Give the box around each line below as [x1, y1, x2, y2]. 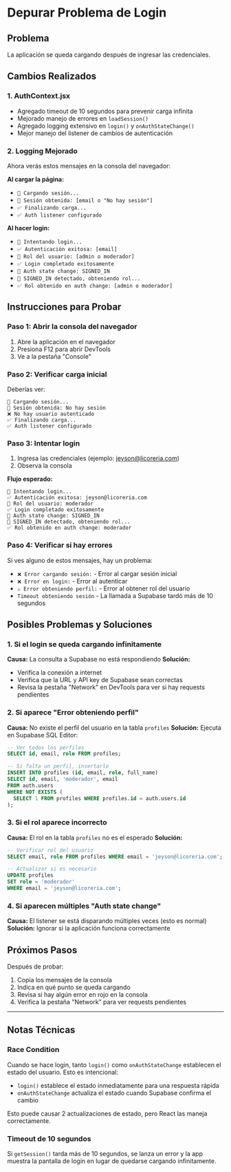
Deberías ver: [7, 385, 46, 393]
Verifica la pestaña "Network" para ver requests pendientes [16, 998, 187, 1006]
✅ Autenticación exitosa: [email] [16, 246, 118, 252]
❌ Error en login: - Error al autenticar [16, 577, 128, 585]
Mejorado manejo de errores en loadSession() [16, 114, 149, 122]
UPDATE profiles [7, 872, 54, 879]
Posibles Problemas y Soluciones [7, 619, 153, 630]
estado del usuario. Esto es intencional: [7, 1068, 118, 1076]
